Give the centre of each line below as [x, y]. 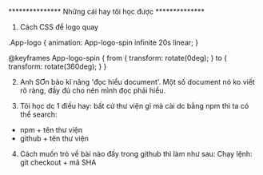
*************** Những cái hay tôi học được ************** [107, 12]
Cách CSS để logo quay [59, 27]
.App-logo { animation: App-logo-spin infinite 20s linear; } [103, 42]
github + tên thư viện [54, 138]
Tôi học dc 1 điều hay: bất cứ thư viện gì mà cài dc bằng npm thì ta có [134, 106]
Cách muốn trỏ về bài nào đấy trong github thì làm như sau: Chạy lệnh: [136, 154]
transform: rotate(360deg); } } [58, 66]
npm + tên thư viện [51, 130]
